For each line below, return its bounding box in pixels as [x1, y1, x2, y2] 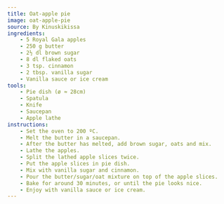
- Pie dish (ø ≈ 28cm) [20, 88, 86, 95]
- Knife [20, 102, 42, 109]
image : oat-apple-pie [7, 17, 71, 24]
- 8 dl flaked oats [20, 56, 77, 63]
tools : [7, 82, 27, 89]
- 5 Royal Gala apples [20, 36, 86, 43]
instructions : [7, 121, 49, 128]
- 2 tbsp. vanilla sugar [20, 69, 93, 76]
